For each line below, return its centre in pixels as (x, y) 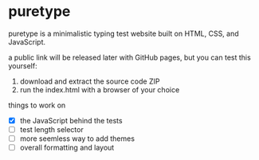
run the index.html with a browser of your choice (100, 89)
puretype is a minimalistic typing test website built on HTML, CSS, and (124, 33)
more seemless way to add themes (77, 139)
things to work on (37, 105)
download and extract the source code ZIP (90, 81)
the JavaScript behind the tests (71, 120)
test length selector (51, 129)
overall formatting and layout (67, 148)
